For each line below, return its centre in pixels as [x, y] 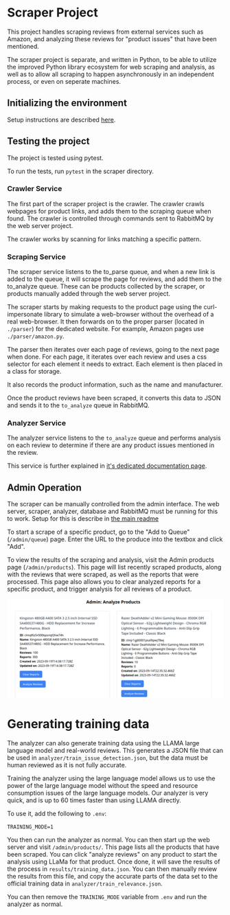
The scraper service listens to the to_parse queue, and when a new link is [111, 272]
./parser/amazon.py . [36, 336]
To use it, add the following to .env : [57, 813]
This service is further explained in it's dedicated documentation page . [107, 466]
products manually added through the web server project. [89, 294]
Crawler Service [35, 189]
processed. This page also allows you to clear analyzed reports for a [104, 582]
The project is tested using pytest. [56, 158]
